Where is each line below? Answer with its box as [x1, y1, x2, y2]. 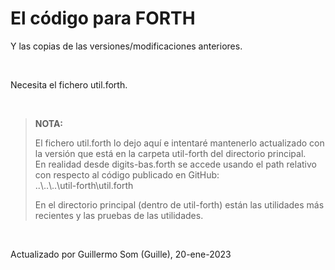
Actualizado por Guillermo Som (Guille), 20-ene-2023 [10, 248, 232, 260]
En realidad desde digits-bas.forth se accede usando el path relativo [34, 158, 317, 170]
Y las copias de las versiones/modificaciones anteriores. [10, 40, 243, 52]
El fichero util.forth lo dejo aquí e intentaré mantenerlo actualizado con [34, 137, 325, 149]
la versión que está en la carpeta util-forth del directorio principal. [34, 147, 307, 159]
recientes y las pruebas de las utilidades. [34, 209, 204, 221]
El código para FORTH [10, 7, 196, 30]
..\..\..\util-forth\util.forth [34, 179, 134, 191]
